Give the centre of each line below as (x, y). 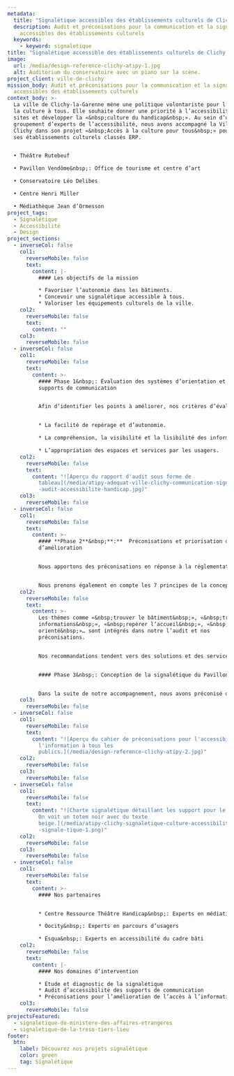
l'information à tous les (76, 746)
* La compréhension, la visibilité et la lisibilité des (123, 438)
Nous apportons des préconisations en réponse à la (115, 567)
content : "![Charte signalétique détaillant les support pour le (129, 810)
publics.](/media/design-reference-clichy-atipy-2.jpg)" (123, 752)
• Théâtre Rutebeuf (42, 156)
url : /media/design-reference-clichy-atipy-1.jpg (87, 66)
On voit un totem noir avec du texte (93, 817)
